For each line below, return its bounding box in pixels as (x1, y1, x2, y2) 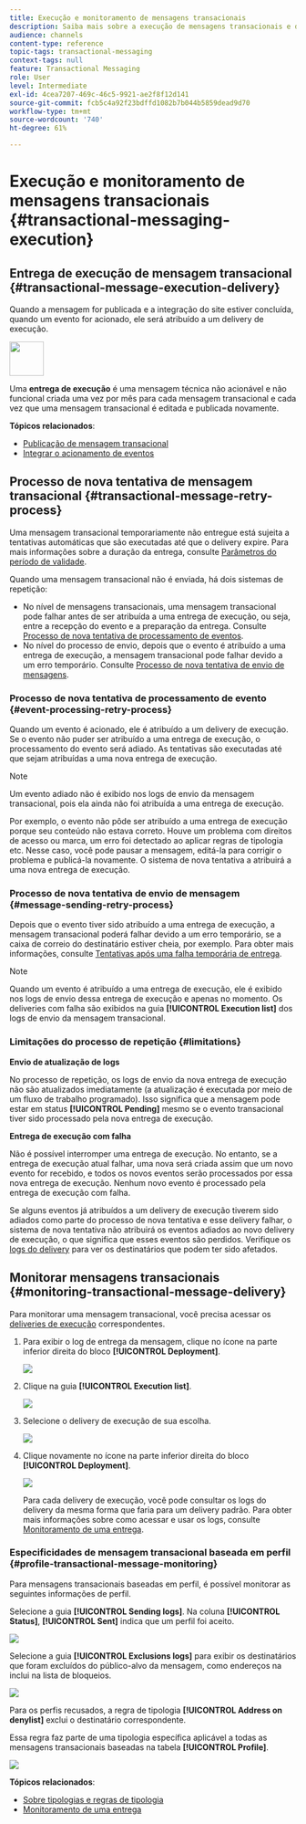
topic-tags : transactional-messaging (9, 47, 153, 57)
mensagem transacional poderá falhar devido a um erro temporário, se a (9, 928, 282, 940)
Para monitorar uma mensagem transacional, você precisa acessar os (9, 1308, 271, 1319)
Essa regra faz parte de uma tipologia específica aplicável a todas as (9, 1732, 268, 1743)
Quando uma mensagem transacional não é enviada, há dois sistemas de (9, 573, 284, 584)
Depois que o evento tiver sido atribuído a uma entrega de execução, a (9, 919, 276, 930)
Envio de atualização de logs (9, 1056, 120, 1067)
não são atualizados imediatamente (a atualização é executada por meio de (9, 1084, 293, 1095)
